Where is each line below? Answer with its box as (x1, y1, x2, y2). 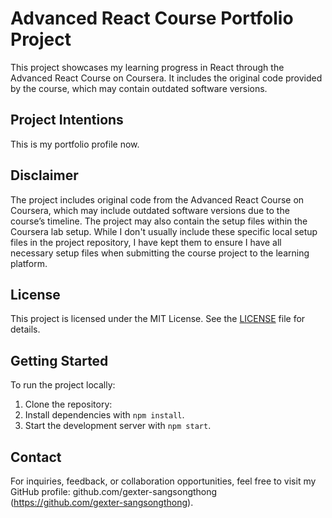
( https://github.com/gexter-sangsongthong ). (10, 497, 194, 508)
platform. (10, 257, 48, 269)
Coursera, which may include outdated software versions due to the (10, 204, 290, 216)
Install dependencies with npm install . (24, 409, 185, 421)
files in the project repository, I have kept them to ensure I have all (10, 236, 282, 248)
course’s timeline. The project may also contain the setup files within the (10, 215, 308, 227)
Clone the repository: (24, 398, 113, 411)
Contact (10, 448, 62, 466)
